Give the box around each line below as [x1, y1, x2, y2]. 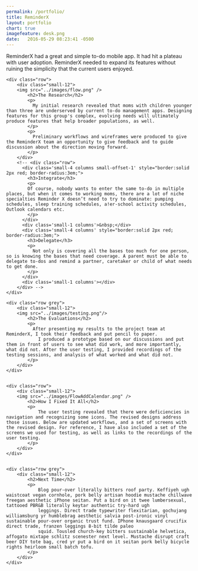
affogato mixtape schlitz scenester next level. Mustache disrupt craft [6, 534, 190, 540]
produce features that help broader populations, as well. [6, 118, 155, 124]
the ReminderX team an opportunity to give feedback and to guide [6, 139, 174, 145]
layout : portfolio [6, 20, 52, 26]
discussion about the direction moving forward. [6, 144, 129, 150]
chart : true [6, 25, 36, 31]
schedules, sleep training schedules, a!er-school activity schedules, [6, 201, 187, 207]
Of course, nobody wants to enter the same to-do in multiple [27, 186, 184, 192]
